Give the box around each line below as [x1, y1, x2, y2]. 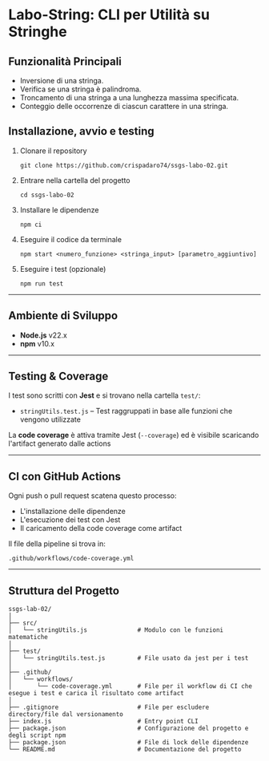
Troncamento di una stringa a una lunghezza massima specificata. [19, 93, 239, 102]
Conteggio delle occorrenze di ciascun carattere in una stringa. [19, 102, 229, 111]
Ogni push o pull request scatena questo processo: [8, 491, 177, 500]
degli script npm [8, 731, 66, 739]
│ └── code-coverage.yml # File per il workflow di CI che [8, 682, 252, 690]
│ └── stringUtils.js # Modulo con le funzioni [8, 626, 224, 634]
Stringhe [8, 22, 67, 41]
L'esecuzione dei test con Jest [19, 515, 121, 524]
